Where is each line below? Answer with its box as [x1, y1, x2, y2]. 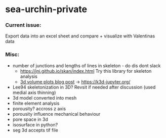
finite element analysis [12, 100, 60, 106]
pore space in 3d [12, 116, 48, 122]
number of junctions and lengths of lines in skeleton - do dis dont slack [12, 62, 161, 69]
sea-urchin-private [5, 4, 88, 15]
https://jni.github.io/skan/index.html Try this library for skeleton [20, 68, 152, 74]
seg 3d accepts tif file [12, 127, 58, 133]
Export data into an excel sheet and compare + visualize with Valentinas [5, 33, 155, 39]
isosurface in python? [12, 121, 58, 127]
